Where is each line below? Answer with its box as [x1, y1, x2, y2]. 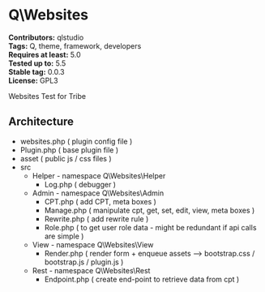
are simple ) [44, 231, 84, 241]
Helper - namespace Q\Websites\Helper [32, 170, 166, 180]
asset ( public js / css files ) [19, 153, 112, 163]
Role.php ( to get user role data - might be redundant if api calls [44, 222, 257, 232]
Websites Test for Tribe [8, 91, 87, 101]
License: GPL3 [8, 75, 58, 85]
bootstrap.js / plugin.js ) [44, 257, 124, 267]
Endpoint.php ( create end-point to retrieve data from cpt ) [44, 274, 240, 284]
